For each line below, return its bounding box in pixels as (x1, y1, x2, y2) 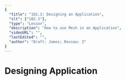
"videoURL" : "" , (9, 30, 42, 35)
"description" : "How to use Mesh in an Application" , (9, 26, 122, 31)
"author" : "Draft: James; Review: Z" (9, 40, 87, 44)
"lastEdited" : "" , (9, 35, 47, 40)
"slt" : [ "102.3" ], (9, 16, 47, 21)
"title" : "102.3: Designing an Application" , (9, 12, 104, 17)
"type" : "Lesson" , (9, 21, 47, 26)
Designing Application (4, 65, 98, 77)
